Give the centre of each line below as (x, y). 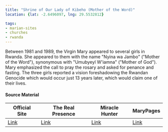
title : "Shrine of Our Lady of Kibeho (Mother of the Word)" (70, 10)
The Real (64, 108)
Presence (64, 114)
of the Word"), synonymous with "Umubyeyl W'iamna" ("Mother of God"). (81, 62)
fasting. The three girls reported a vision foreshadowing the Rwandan (77, 72)
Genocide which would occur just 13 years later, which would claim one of (81, 78)
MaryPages (146, 111)
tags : (11, 23)
